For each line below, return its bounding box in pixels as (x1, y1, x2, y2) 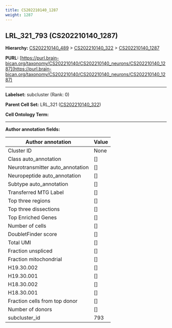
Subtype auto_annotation (8, 180, 68, 188)
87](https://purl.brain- (5, 66, 52, 72)
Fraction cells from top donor (8, 298, 78, 305)
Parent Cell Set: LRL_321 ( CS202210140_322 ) (5, 101, 101, 108)
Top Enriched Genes (8, 214, 57, 221)
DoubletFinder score (8, 231, 57, 238)
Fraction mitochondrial (8, 256, 62, 263)
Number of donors (8, 306, 52, 313)
